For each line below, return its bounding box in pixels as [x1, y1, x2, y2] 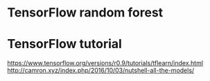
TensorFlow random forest [7, 5, 164, 21]
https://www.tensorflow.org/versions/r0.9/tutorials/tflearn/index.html [7, 59, 203, 67]
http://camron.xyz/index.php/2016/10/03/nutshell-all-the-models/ [7, 67, 195, 75]
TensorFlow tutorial [7, 36, 123, 52]
